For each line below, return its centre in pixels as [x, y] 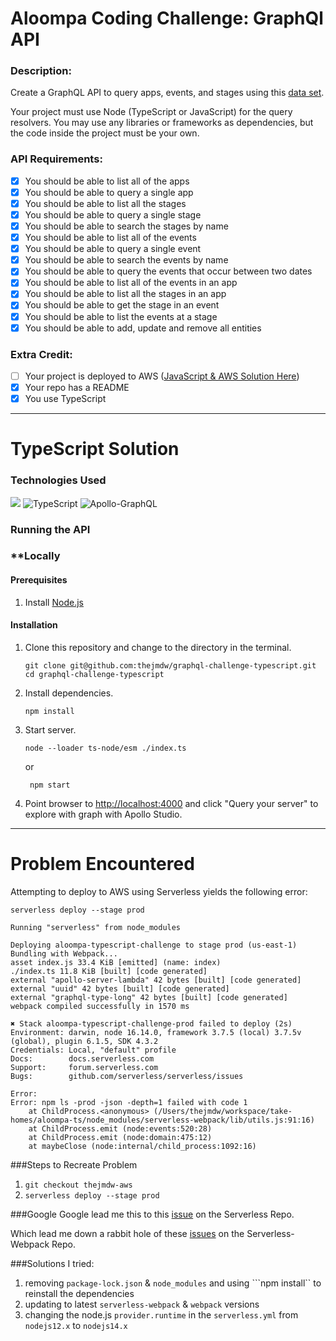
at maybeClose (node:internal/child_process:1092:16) [142, 1146]
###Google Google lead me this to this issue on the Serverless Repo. [152, 1214]
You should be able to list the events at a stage [121, 316]
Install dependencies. [69, 693]
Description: [41, 71]
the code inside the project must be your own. [105, 133]
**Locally [35, 556]
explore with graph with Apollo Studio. [103, 814]
